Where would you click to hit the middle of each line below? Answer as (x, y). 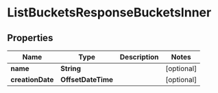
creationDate (32, 80)
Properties (30, 38)
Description (139, 57)
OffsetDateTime (87, 80)
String (71, 68)
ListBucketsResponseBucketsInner (109, 13)
